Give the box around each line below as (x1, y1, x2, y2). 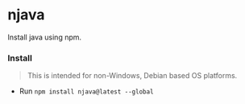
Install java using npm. (7, 32, 82, 42)
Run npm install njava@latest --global (19, 86, 154, 96)
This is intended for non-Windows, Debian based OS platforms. (27, 71, 238, 81)
